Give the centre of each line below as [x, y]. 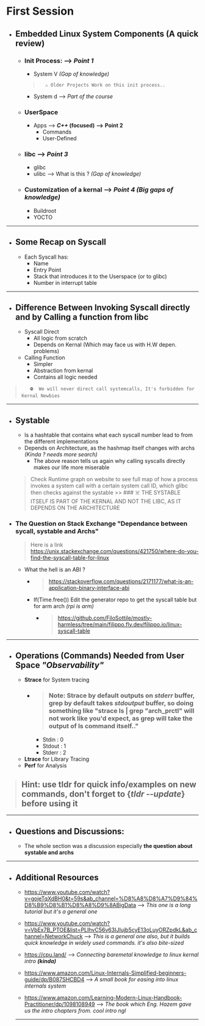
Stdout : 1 [54, 746]
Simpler [43, 364]
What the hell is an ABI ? [55, 569]
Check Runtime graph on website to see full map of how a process [114, 479]
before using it [49, 804]
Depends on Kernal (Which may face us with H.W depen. [105, 345]
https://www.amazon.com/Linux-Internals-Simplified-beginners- [105, 973]
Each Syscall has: [46, 257]
